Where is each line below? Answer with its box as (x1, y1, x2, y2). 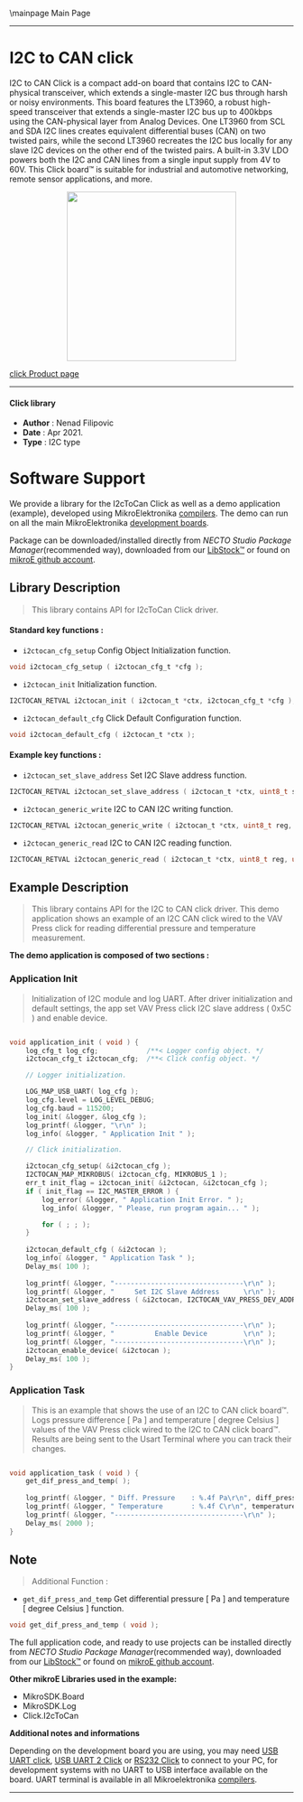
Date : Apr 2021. (22, 427, 84, 438)
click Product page (9, 368, 79, 378)
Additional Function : (31, 1576, 108, 1587)
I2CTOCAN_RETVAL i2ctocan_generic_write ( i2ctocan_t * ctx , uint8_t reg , (9, 821, 293, 830)
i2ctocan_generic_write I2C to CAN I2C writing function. (22, 803, 234, 814)
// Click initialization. (25, 1145, 124, 1154)
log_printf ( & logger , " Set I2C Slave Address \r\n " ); (25, 1287, 277, 1296)
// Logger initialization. (25, 1070, 127, 1080)
